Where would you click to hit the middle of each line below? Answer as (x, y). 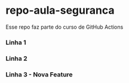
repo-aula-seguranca (60, 10)
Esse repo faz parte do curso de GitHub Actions (64, 27)
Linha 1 (16, 42)
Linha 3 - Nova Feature (39, 74)
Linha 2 (16, 59)
